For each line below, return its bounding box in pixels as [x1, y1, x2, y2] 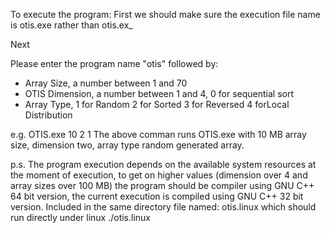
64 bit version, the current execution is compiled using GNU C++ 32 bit [10, 190, 304, 202]
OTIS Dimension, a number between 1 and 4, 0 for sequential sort [24, 88, 295, 99]
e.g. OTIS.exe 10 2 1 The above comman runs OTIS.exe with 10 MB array [10, 129, 307, 140]
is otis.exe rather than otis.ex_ [10, 19, 133, 31]
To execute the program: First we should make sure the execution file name [10, 9, 321, 20]
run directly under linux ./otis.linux [10, 212, 152, 223]
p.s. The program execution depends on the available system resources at [10, 159, 317, 170]
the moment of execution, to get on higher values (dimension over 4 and [10, 169, 308, 181]
